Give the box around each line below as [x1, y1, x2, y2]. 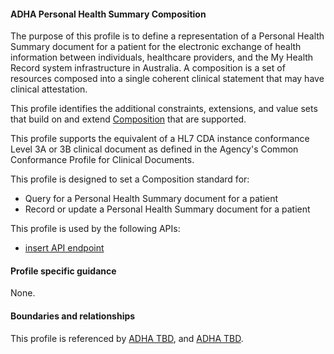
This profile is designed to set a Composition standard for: [10, 173, 250, 185]
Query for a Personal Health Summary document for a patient [24, 193, 279, 205]
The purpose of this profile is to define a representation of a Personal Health [10, 30, 325, 42]
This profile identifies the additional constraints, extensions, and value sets [10, 103, 318, 115]
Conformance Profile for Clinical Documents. [10, 154, 195, 166]
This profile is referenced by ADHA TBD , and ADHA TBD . [10, 332, 244, 344]
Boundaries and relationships [10, 310, 136, 322]
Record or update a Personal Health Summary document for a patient [24, 203, 311, 215]
